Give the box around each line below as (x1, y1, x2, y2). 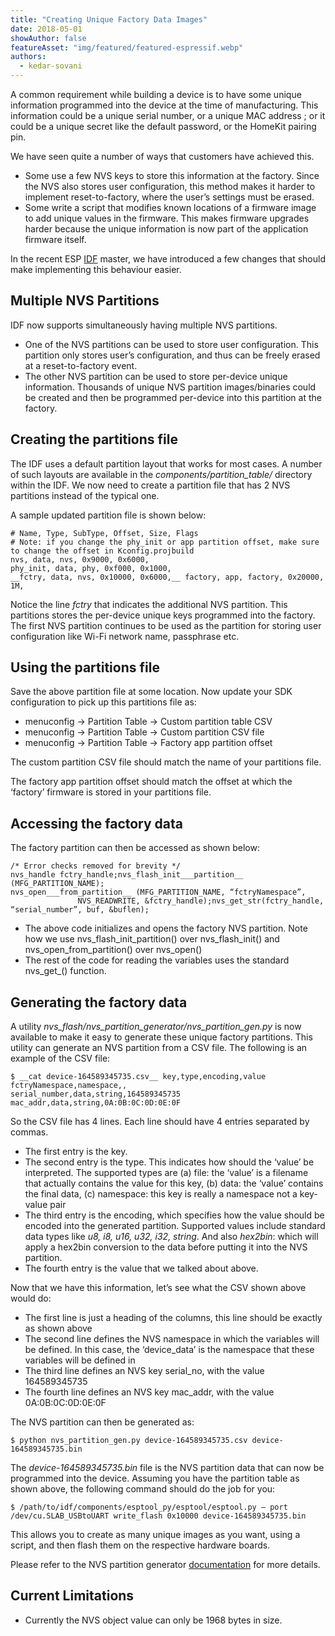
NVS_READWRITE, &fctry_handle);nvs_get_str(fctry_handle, (77, 896, 325, 906)
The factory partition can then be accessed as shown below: (10, 842, 260, 854)
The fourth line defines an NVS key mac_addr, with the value (24, 1386, 275, 1398)
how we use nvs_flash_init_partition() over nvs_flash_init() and (24, 933, 280, 945)
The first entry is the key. (24, 1146, 128, 1158)
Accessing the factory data (10, 815, 184, 832)
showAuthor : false (10, 33, 87, 43)
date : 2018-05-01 (10, 24, 83, 34)
